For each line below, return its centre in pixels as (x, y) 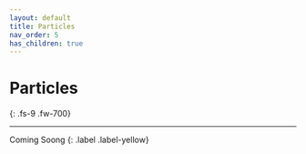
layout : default (40, 18)
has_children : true (46, 43)
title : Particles (42, 26)
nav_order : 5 (34, 35)
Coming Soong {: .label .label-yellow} (79, 140)
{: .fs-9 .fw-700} (40, 114)
